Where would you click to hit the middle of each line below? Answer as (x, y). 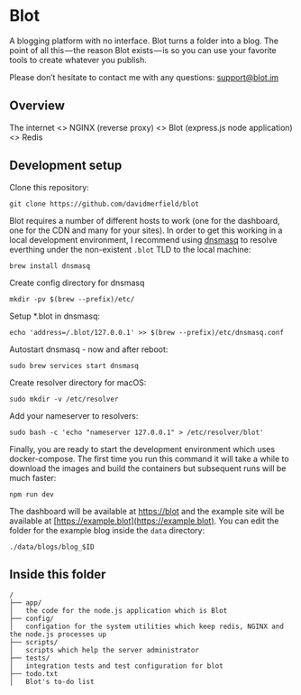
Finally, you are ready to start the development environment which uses (142, 449)
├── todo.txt (34, 674)
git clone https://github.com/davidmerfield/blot (105, 204)
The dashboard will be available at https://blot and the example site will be (147, 511)
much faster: (33, 477)
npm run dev (32, 494)
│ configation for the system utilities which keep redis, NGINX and (146, 627)
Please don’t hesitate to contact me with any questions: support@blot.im (144, 77)
